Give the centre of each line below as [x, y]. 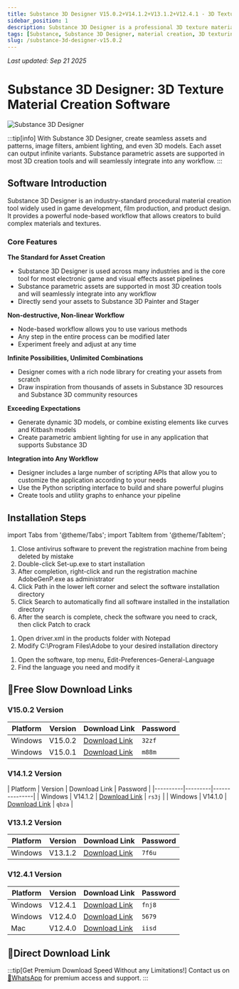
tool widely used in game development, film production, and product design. [119, 208]
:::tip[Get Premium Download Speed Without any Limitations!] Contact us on [118, 970]
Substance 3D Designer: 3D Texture [116, 89]
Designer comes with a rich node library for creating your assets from [120, 372]
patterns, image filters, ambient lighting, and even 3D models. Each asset [115, 146]
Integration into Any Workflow [53, 459]
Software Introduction [57, 184]
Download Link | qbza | [40, 804]
